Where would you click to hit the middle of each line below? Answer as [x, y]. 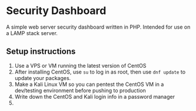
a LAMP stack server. [32, 33]
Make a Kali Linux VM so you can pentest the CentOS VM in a [89, 84]
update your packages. [43, 78]
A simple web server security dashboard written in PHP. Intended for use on [98, 27]
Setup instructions [41, 52]
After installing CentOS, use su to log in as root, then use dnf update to [100, 72]
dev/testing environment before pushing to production [80, 90]
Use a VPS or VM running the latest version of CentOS [80, 65]
